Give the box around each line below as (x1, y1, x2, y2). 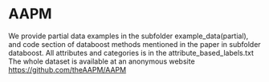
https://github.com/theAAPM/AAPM (8, 64, 127, 74)
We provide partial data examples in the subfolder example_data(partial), (8, 31, 249, 41)
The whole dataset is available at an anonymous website (8, 57, 195, 66)
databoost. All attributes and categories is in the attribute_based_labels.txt (8, 48, 255, 57)
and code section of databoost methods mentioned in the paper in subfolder (8, 39, 261, 49)
